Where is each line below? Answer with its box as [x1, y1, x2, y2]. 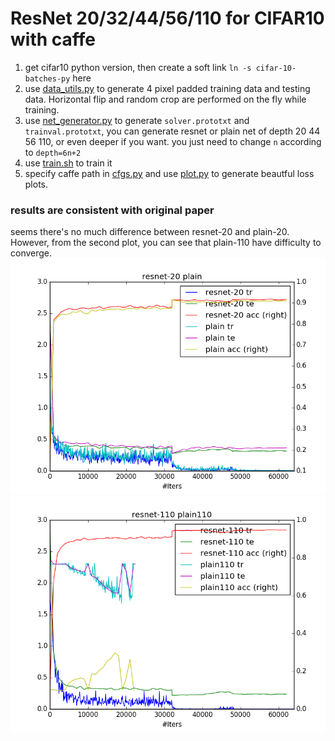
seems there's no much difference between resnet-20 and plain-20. [10, 226, 290, 238]
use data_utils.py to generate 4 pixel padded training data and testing [24, 82, 311, 94]
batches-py [24, 73, 71, 84]
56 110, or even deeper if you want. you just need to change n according [24, 135, 322, 147]
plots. [24, 178, 49, 190]
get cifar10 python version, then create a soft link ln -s [24, 61, 252, 73]
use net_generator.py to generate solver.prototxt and [24, 114, 250, 126]
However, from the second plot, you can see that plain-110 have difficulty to [10, 237, 322, 249]
